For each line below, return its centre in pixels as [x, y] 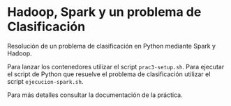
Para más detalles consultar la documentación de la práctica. [95, 95]
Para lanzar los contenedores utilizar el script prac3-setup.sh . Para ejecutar [116, 67]
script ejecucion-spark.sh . [45, 81]
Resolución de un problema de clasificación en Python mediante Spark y [112, 46]
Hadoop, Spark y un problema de [104, 12]
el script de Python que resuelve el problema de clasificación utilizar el [109, 74]
